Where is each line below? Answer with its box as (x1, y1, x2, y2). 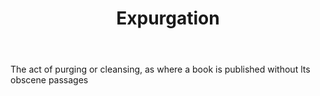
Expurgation (116, 7, 220, 30)
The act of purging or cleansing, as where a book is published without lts (10, 63, 311, 76)
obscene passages (10, 74, 89, 86)
